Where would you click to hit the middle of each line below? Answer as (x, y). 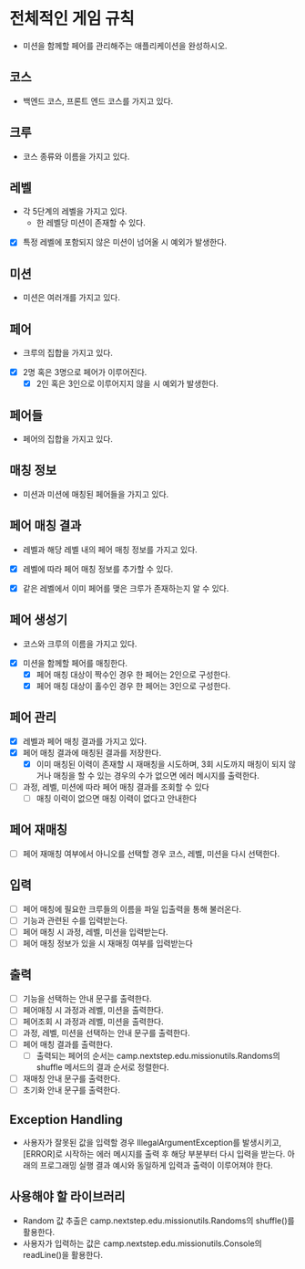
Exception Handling (66, 1119)
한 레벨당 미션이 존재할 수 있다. (91, 223)
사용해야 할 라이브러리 (67, 1197)
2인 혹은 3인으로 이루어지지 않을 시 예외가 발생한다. (127, 383)
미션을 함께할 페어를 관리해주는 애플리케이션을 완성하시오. (125, 46)
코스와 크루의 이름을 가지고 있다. (80, 644)
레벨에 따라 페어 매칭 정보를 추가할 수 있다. (98, 569)
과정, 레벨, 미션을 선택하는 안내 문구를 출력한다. (107, 1033)
